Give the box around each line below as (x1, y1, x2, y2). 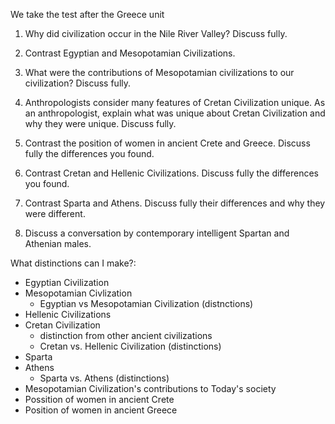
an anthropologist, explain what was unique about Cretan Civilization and (24, 107, 326, 119)
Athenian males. (24, 238, 92, 249)
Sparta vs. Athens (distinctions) (39, 372, 170, 384)
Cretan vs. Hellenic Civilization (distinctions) (39, 340, 222, 352)
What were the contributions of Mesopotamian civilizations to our (24, 67, 295, 78)
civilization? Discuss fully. (24, 77, 132, 89)
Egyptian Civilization (24, 277, 110, 288)
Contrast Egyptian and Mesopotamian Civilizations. (24, 47, 236, 59)
